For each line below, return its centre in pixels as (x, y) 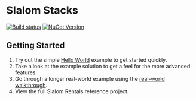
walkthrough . (31, 85)
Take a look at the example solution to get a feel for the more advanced (102, 66)
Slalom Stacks (42, 10)
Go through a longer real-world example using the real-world (90, 78)
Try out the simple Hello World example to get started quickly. (91, 59)
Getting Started (36, 45)
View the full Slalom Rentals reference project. (72, 91)
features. (26, 72)
